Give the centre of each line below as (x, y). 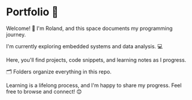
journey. (16, 34)
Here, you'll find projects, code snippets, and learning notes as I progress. (96, 60)
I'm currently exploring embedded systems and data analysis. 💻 (84, 46)
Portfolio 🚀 (32, 12)
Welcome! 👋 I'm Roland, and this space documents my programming (90, 28)
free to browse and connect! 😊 (44, 91)
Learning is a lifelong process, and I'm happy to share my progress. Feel (94, 85)
